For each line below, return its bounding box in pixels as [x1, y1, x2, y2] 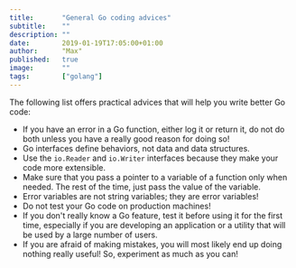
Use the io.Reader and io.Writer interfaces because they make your [22, 152, 279, 163]
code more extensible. [22, 162, 106, 172]
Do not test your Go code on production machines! [22, 200, 211, 211]
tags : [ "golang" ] [9, 72, 103, 81]
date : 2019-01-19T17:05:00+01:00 [9, 38, 164, 48]
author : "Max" [9, 47, 83, 56]
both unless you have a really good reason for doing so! [22, 133, 230, 144]
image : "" [9, 64, 70, 73]
